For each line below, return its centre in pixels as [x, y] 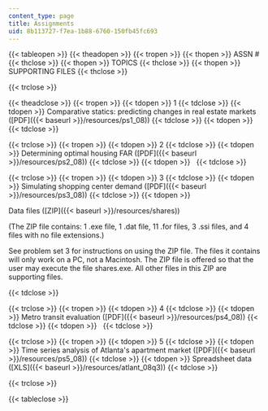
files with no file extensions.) [56, 235]
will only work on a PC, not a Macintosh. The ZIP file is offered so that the [131, 260]
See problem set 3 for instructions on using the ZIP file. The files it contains [134, 251]
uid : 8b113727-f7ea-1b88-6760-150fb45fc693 [83, 31]
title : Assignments [41, 24]
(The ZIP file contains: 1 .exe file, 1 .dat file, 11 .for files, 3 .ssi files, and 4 [129, 227]
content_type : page [41, 16]
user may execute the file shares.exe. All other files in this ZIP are [118, 269]
